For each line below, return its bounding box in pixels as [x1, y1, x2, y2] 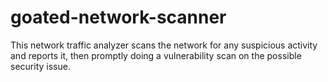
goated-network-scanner [10, 6, 227, 29]
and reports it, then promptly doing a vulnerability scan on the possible [10, 49, 302, 61]
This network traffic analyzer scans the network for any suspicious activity [10, 39, 318, 51]
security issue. [10, 60, 71, 72]
